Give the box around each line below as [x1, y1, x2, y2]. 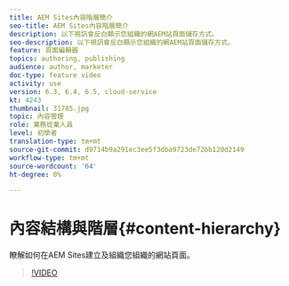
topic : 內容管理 [9, 112, 64, 121]
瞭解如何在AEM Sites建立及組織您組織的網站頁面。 [9, 250, 196, 260]
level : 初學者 [9, 129, 58, 138]
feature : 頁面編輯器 [9, 46, 78, 55]
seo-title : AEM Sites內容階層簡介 [9, 21, 129, 30]
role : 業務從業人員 [9, 121, 74, 130]
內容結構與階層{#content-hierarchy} [9, 218, 282, 239]
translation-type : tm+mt [9, 137, 101, 146]
